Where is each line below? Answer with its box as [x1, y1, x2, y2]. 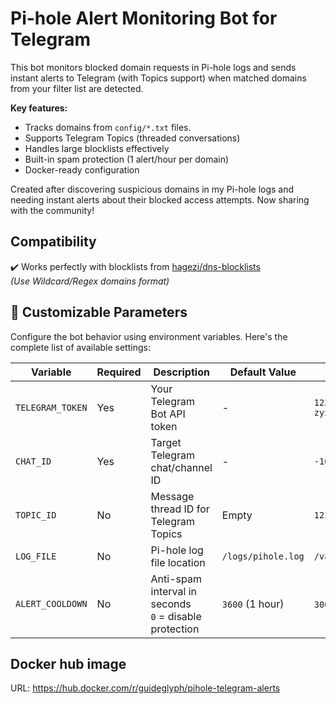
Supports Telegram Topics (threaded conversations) [24, 132, 241, 144]
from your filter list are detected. [10, 82, 144, 94]
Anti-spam [150, 572, 202, 586]
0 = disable [150, 609, 202, 623]
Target [150, 435, 182, 449]
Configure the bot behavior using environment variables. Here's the [10, 330, 288, 342]
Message [150, 489, 195, 503]
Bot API [150, 407, 186, 421]
